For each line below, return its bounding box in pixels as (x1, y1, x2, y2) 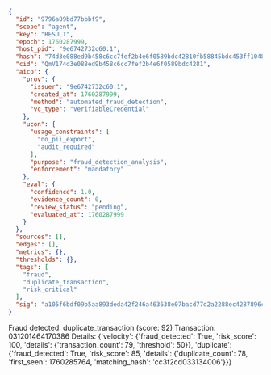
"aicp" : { (15, 68, 48, 76)
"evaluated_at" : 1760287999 (29, 210, 125, 218)
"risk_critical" (23, 285, 78, 294)
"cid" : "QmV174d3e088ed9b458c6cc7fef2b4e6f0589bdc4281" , (15, 61, 211, 69)
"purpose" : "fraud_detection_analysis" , (29, 158, 168, 166)
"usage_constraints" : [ (29, 128, 110, 136)
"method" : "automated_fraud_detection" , (29, 98, 168, 106)
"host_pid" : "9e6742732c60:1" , (15, 45, 121, 53)
